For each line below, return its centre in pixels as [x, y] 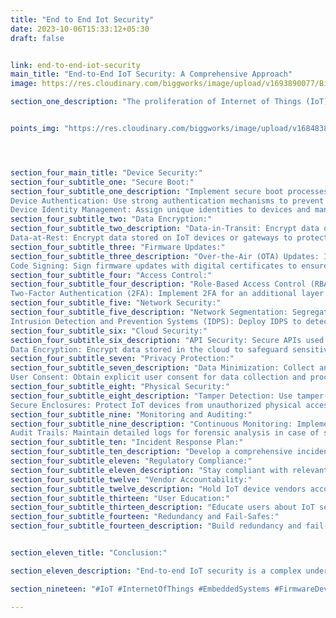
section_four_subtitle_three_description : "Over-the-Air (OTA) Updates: [165, 256]
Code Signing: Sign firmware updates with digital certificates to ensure [169, 266]
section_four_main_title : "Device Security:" [106, 172]
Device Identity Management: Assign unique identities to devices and [160, 210]
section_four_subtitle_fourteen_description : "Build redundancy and [156, 526]
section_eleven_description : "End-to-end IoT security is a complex [156, 571]
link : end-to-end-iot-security [75, 65]
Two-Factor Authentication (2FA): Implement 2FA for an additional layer [167, 294]
